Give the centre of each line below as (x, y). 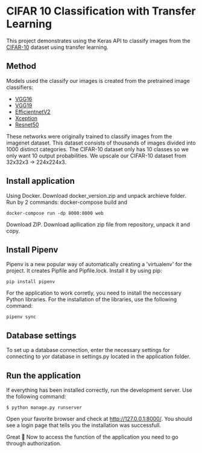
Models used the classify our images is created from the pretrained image (98, 80)
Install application (41, 181)
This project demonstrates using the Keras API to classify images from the (98, 41)
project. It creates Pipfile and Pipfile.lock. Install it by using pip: (84, 271)
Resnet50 (27, 125)
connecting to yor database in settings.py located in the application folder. (99, 357)
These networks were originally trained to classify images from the (89, 136)
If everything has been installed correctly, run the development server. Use (99, 390)
